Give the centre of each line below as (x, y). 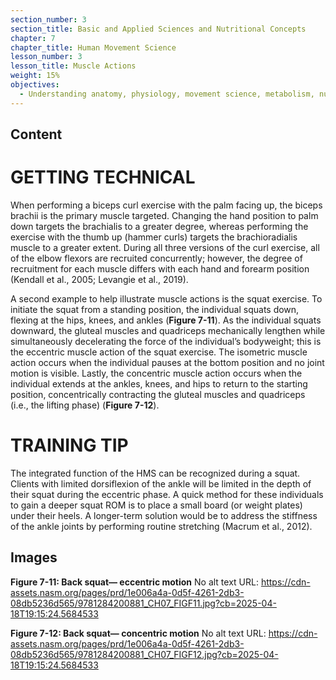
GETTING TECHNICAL (103, 177)
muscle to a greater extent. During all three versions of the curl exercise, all (165, 247)
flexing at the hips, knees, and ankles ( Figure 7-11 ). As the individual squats (166, 320)
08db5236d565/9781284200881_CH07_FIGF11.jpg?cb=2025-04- (143, 603)
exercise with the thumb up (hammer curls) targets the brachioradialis (154, 237)
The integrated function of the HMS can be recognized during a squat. (155, 473)
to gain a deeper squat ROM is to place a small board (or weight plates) (156, 505)
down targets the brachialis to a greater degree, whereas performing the (159, 226)
